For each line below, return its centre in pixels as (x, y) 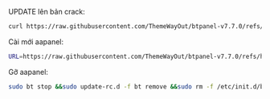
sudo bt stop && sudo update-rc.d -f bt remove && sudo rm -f (111, 87)
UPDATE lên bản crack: (47, 12)
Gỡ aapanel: (28, 72)
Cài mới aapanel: (36, 41)
